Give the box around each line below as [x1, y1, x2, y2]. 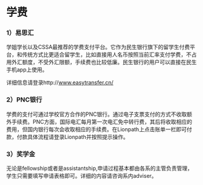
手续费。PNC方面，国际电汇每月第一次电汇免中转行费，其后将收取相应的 [11, 118, 192, 125]
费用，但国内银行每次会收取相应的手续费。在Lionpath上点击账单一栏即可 [6, 125, 187, 133]
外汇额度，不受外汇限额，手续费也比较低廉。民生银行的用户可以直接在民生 [11, 59, 197, 66]
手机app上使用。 [6, 66, 48, 73]
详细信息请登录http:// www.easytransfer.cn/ [6, 79, 114, 86]
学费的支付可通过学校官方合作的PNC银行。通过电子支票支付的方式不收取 [6, 110, 187, 118]
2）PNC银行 [6, 96, 42, 104]
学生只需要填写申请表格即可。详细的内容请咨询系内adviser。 [6, 172, 157, 180]
